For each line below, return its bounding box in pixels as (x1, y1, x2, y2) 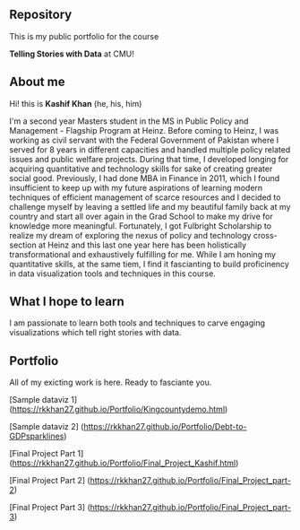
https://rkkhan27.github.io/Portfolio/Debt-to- (83, 421, 247, 432)
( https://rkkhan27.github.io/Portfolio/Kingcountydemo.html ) (9, 404, 228, 415)
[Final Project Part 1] (9, 448, 84, 459)
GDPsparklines (9, 430, 64, 442)
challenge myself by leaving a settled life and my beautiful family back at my (9, 201, 291, 212)
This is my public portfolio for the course (9, 30, 159, 41)
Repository (9, 7, 73, 22)
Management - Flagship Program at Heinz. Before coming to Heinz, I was (9, 125, 279, 135)
